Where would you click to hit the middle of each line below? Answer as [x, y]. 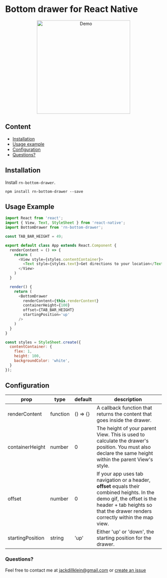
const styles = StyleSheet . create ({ [43, 342]
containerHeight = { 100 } [46, 305]
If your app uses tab [120, 474]
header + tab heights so [125, 505]
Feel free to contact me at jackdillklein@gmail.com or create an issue [76, 570]
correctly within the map [125, 518]
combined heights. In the [125, 493]
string [57, 538]
